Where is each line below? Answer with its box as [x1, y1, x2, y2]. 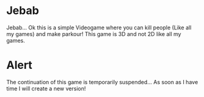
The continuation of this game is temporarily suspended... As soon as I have [6, 78, 198, 85]
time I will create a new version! [6, 85, 86, 92]
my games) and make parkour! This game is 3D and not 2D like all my [6, 30, 182, 37]
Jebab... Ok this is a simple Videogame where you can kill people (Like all [6, 24, 192, 31]
